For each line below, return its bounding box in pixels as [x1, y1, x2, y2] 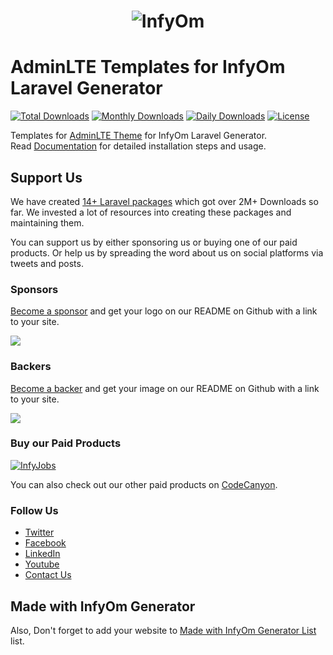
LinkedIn [24, 548, 61, 560]
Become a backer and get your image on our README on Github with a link [10, 382, 320, 394]
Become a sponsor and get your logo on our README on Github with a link [10, 305, 318, 317]
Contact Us [24, 569, 72, 581]
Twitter [24, 526, 55, 539]
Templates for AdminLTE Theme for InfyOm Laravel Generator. [10, 130, 268, 142]
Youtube [24, 558, 60, 570]
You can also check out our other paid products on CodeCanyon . [10, 478, 278, 490]
